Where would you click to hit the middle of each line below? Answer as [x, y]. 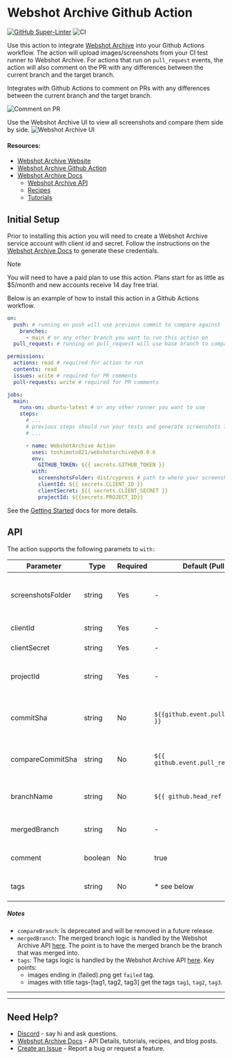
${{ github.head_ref [188, 796]
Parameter [44, 566]
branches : [34, 331]
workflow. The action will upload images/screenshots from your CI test [108, 53]
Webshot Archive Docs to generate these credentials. [83, 250]
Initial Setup [33, 219]
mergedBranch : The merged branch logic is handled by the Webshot [112, 938]
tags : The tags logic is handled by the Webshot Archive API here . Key [116, 960]
